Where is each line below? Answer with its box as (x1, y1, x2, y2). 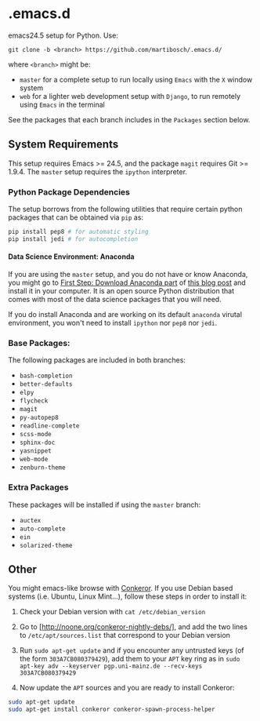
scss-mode (19, 431, 52, 439)
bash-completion (19, 372, 73, 381)
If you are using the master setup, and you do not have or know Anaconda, (8, 270, 248, 279)
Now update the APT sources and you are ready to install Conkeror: (19, 683, 235, 693)
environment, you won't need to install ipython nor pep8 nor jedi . (8, 319, 218, 327)
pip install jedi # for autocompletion (8, 235, 139, 243)
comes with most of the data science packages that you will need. (8, 295, 222, 304)
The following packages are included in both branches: (8, 355, 186, 365)
